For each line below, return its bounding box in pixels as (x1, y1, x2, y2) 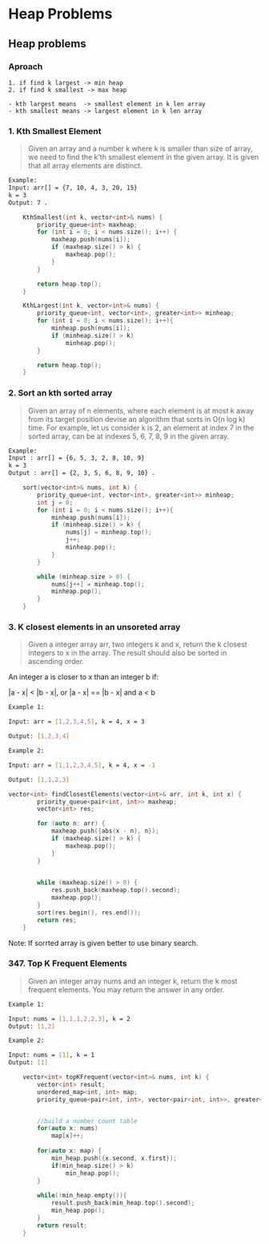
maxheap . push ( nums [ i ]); (50, 236, 130, 244)
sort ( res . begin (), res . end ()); (37, 908, 142, 917)
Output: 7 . (8, 198, 48, 207)
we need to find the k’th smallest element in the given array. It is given (27, 152, 259, 162)
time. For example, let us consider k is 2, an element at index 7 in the (27, 423, 255, 432)
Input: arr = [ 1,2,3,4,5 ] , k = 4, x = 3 (8, 718, 146, 726)
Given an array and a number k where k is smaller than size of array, (27, 144, 254, 153)
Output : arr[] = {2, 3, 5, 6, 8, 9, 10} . (8, 469, 156, 477)
